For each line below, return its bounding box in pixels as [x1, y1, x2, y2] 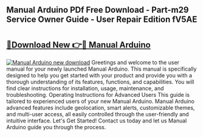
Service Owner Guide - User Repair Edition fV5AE [6, 15, 198, 25]
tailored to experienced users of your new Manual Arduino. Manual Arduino [6, 97, 194, 105]
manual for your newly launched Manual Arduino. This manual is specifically [6, 65, 197, 72]
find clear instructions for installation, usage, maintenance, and [6, 85, 164, 92]
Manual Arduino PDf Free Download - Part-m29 [6, 5, 189, 15]
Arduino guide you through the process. [6, 124, 106, 130]
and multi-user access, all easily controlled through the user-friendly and [6, 111, 190, 118]
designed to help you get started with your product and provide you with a [6, 72, 193, 79]
